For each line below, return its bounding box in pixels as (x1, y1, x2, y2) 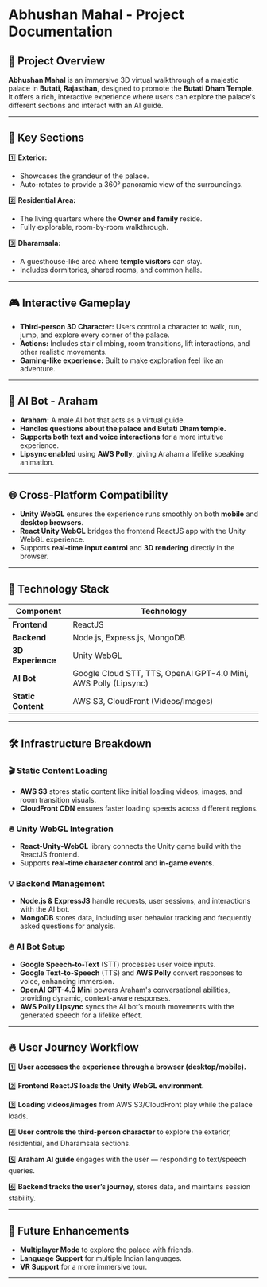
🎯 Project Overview (8, 54, 106, 68)
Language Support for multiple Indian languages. (19, 1254, 182, 1263)
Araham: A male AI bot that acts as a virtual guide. (19, 415, 185, 425)
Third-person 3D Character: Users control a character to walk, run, (19, 321, 242, 331)
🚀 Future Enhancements (8, 1223, 130, 1238)
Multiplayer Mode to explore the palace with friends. (19, 1245, 193, 1254)
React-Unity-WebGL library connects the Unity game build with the (19, 842, 242, 851)
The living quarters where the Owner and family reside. (19, 213, 203, 224)
